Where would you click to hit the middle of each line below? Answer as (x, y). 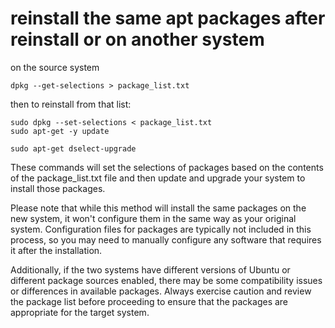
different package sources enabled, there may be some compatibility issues (166, 280)
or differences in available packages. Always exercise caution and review (161, 291)
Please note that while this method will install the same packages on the (158, 208)
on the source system (55, 67)
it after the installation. (56, 250)
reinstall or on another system (137, 39)
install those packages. (58, 188)
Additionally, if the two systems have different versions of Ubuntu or (150, 269)
